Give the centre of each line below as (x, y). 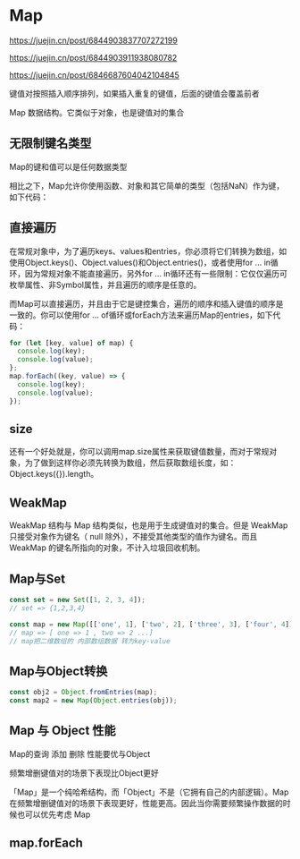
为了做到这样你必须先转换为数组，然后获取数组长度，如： (130, 463)
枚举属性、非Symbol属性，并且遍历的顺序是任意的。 (105, 285)
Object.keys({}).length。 (54, 474)
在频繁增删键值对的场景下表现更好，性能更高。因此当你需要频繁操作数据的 (146, 803)
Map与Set (37, 578)
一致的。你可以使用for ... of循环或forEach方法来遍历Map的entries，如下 (141, 315)
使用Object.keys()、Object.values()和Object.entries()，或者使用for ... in (140, 262)
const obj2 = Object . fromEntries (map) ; (83, 693)
